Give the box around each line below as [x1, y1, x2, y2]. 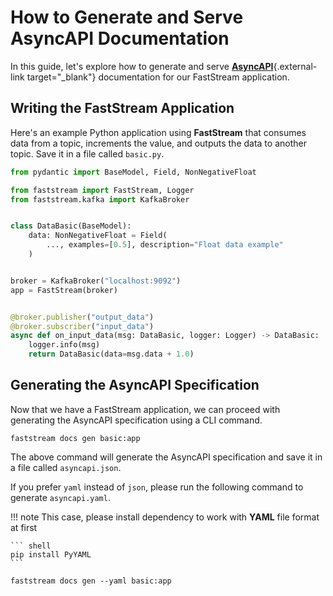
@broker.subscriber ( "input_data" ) [10, 321, 155, 331]
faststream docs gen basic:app [10, 433, 141, 443]
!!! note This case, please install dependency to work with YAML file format [10, 511, 320, 523]
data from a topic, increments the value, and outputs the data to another [10, 137, 307, 149]
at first [10, 521, 38, 533]
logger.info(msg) [28, 340, 101, 350]
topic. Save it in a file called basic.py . [10, 147, 165, 160]
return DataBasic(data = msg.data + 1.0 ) [28, 349, 195, 360]
